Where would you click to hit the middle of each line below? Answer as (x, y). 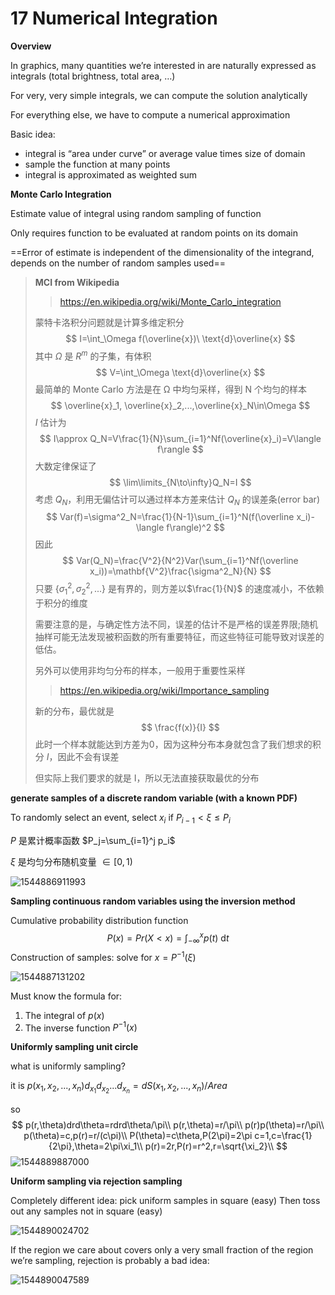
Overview (31, 46)
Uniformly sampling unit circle (74, 1047)
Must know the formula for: (66, 996)
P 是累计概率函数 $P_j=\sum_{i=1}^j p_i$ (93, 840)
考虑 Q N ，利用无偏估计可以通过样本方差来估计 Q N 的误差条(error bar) (177, 500)
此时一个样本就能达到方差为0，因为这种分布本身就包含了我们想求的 (173, 744)
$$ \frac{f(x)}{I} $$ (180, 727)
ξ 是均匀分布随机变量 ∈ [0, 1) (71, 861)
